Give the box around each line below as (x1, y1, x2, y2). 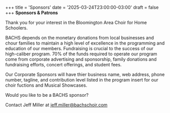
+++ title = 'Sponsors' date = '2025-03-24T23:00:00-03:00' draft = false (5, 5, 159, 10)
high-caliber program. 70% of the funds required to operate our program (5, 51, 157, 57)
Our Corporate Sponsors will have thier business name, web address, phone (5, 71, 165, 78)
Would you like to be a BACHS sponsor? (5, 92, 89, 98)
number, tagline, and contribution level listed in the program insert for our (5, 77, 158, 83)
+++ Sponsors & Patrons (5, 10, 58, 16)
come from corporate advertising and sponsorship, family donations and (5, 56, 157, 62)
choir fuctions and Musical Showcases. (5, 82, 87, 88)
